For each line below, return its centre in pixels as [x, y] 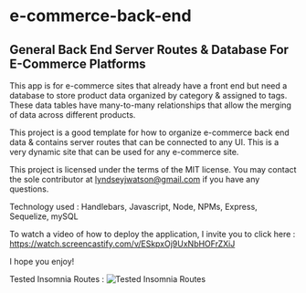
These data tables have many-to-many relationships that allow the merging [151, 105]
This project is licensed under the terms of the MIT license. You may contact [153, 169]
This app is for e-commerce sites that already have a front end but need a [148, 86]
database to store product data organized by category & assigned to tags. [148, 95]
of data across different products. [73, 115]
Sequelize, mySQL [44, 216]
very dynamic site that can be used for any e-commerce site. [124, 152]
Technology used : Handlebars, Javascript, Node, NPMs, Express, [133, 207]
